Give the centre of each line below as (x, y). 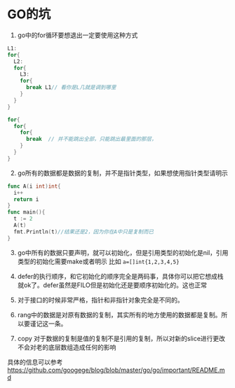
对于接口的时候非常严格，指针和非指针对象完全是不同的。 (100, 300)
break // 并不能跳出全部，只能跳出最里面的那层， (91, 139)
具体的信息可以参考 (35, 362)
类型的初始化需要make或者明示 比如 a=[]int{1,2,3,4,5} (99, 261)
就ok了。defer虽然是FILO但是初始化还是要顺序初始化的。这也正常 (112, 285)
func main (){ (26, 212)
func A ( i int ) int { (34, 186)
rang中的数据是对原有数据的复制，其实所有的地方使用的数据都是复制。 (119, 314)
